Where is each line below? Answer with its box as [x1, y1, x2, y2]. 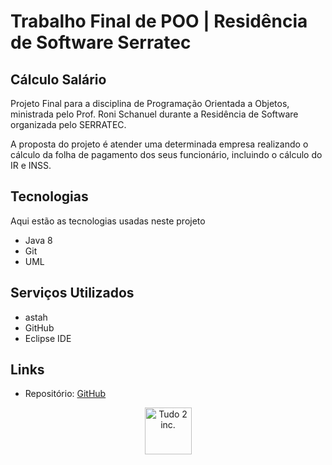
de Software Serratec [10, 31, 192, 54]
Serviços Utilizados [10, 285, 135, 302]
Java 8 [24, 234, 53, 246]
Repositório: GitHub [24, 388, 107, 400]
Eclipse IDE [24, 332, 72, 344]
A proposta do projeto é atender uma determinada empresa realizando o [10, 138, 309, 150]
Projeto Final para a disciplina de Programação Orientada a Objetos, [10, 98, 290, 109]
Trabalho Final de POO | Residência [10, 10, 308, 33]
